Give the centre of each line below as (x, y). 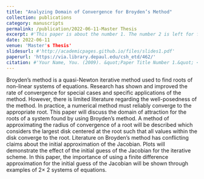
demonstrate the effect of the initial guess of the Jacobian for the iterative (99, 150)
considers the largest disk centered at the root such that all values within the (102, 131)
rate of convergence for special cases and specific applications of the (94, 93)
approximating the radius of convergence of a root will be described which (100, 125)
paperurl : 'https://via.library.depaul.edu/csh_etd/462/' (81, 57)
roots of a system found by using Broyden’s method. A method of (88, 118)
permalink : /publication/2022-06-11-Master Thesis (72, 29)
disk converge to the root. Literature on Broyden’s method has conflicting (98, 137)
